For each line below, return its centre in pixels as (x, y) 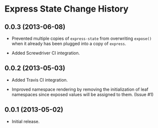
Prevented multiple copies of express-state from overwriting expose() (81, 38)
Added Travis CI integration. (40, 80)
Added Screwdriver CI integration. (46, 53)
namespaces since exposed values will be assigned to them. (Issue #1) (82, 94)
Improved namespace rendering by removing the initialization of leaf (80, 89)
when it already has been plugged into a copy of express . (69, 44)
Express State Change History (67, 9)
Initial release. (26, 121)
